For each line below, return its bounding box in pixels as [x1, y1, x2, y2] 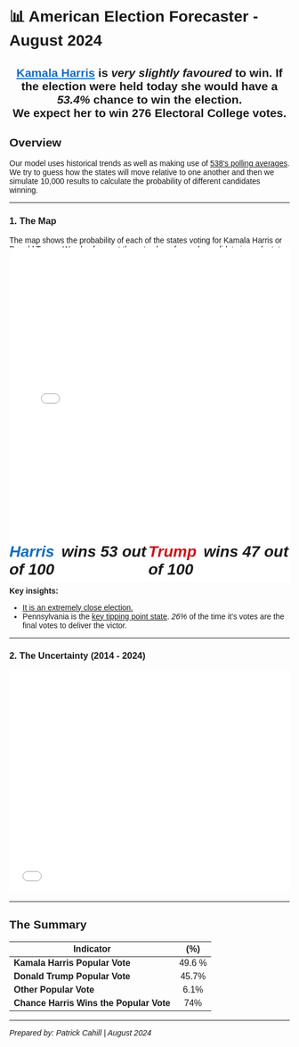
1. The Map [9, 215, 57, 227]
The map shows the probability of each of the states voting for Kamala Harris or [9, 235, 283, 245]
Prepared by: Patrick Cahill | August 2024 [9, 1027, 152, 1038]
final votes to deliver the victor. [21, 620, 127, 631]
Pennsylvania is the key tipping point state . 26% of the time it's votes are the [21, 611, 285, 622]
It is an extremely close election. [21, 602, 133, 613]
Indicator [72, 944, 111, 954]
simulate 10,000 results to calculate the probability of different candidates [9, 177, 261, 186]
